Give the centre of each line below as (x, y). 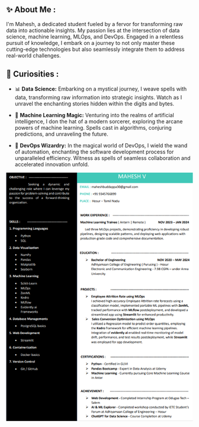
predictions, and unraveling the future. (61, 134)
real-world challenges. (33, 55)
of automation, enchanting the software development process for (94, 152)
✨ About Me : (31, 10)
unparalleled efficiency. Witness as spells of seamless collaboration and (102, 158)
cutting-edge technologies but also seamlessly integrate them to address (95, 49)
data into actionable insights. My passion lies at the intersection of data (93, 30)
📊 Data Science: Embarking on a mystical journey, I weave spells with (101, 89)
